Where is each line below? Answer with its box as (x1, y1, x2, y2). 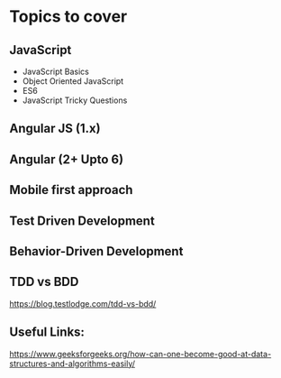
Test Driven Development (9, 213, 155, 228)
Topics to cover (9, 6, 128, 27)
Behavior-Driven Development (9, 244, 184, 259)
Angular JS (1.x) (9, 121, 101, 136)
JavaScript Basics (22, 66, 90, 77)
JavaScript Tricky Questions (22, 95, 128, 106)
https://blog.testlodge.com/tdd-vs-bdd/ (9, 298, 157, 309)
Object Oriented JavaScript (22, 76, 124, 87)
